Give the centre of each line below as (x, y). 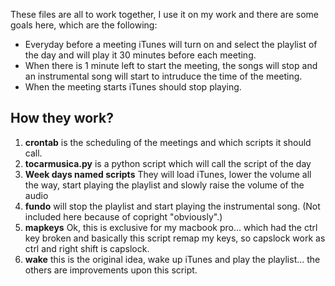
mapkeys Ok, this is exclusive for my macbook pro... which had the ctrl (171, 227)
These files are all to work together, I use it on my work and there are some (165, 14)
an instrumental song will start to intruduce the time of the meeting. (163, 76)
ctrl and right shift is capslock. (87, 248)
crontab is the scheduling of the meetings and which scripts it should (168, 142)
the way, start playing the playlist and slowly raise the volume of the (164, 185)
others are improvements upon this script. (111, 270)
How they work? (62, 118)
